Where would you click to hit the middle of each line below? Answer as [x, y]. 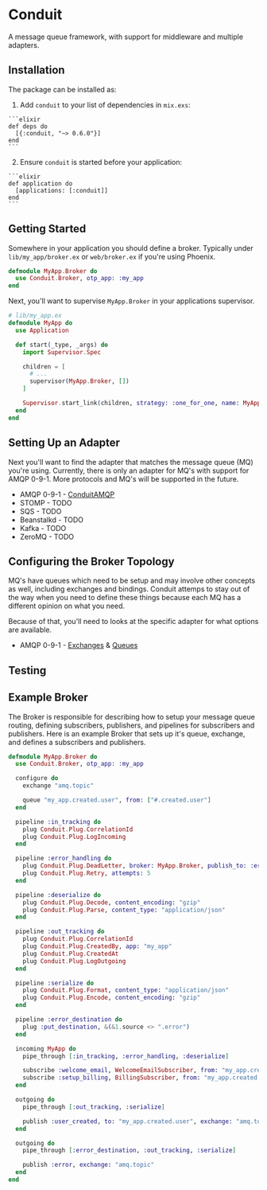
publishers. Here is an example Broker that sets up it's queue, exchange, [127, 733]
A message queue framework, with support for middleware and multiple [126, 37]
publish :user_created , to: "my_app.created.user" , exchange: [128, 1121]
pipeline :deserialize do [58, 895]
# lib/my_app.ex [35, 316]
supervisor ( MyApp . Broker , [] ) [79, 381]
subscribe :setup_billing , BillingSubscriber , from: [112, 1078]
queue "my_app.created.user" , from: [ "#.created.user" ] [117, 800]
